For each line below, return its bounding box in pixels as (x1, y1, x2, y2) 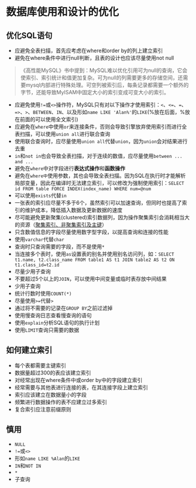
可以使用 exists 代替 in (14, 192, 67, 199)
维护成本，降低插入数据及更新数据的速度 (25, 207, 123, 214)
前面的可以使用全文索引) (19, 116, 78, 123)
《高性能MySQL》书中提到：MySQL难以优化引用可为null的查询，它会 (20, 67, 188, 74)
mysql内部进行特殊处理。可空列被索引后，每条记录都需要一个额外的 (25, 81, 189, 88)
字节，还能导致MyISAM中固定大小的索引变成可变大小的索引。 (20, 89, 170, 95)
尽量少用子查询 (14, 268, 51, 275)
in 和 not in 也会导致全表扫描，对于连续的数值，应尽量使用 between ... (14, 153, 183, 159)
